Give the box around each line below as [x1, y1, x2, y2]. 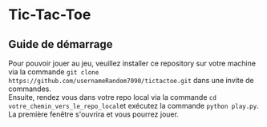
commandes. [8, 84, 52, 93]
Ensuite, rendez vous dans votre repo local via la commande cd [8, 93, 216, 101]
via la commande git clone [8, 67, 99, 77]
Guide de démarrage [8, 38, 114, 51]
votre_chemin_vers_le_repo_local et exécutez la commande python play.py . [8, 101, 259, 110]
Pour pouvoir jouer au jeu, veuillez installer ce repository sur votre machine [8, 58, 257, 68]
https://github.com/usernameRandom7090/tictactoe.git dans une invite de [8, 76, 254, 85]
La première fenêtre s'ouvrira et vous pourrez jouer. [8, 109, 179, 119]
